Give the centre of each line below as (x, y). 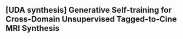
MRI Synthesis (33, 28)
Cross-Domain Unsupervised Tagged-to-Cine (91, 19)
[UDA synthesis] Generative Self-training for (89, 10)
